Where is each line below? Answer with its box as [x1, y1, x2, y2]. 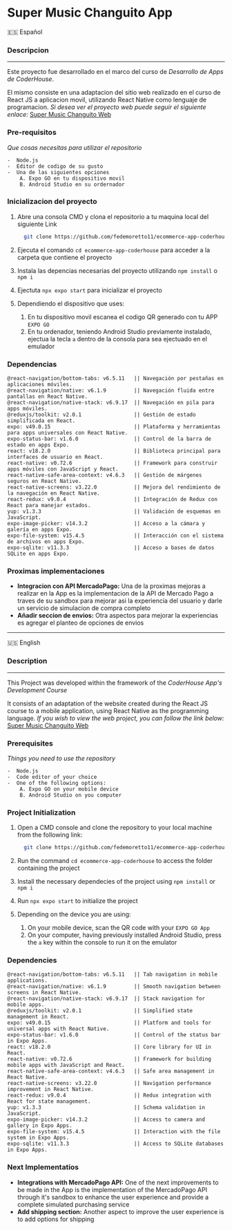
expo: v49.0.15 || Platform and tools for [7, 1019, 212, 1027]
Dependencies [7, 955, 57, 965]
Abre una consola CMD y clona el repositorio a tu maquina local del [17, 212, 209, 220]
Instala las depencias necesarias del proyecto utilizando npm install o [17, 266, 217, 274]
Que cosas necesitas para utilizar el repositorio [7, 143, 142, 151]
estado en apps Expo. [7, 442, 70, 448]
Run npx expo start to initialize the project [17, 897, 138, 905]
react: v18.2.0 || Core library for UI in [7, 1043, 212, 1051]
